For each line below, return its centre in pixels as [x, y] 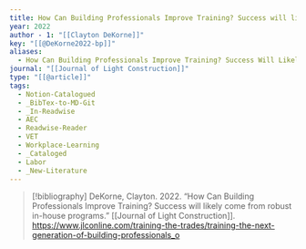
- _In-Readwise [46, 111]
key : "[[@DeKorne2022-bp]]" [63, 43]
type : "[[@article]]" [51, 78]
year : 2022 [30, 26]
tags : [20, 86]
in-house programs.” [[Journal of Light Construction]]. [133, 216]
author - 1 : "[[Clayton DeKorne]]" [77, 35]
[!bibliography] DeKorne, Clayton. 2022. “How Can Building [143, 196]
